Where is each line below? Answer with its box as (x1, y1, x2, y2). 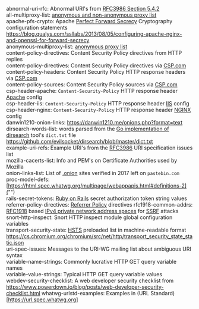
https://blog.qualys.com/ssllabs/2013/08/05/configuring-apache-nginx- (6, 30, 182, 38)
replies (6, 56, 23, 63)
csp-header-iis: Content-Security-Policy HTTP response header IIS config (6, 100, 189, 107)
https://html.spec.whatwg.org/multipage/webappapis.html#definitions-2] (8, 182, 187, 189)
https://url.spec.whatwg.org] (8, 296, 78, 303)
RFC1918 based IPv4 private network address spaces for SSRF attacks (6, 208, 179, 214)
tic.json (6, 239, 24, 246)
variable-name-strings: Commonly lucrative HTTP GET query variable (6, 258, 177, 265)
